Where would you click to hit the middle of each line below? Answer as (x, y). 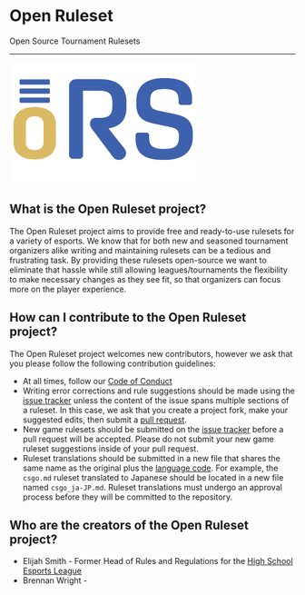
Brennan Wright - (55, 580)
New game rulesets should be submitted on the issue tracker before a (153, 429)
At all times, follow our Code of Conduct (97, 381)
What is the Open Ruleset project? (108, 209)
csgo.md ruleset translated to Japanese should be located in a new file (153, 477)
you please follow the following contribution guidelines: (113, 363)
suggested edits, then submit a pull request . (105, 420)
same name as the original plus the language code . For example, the (150, 468)
